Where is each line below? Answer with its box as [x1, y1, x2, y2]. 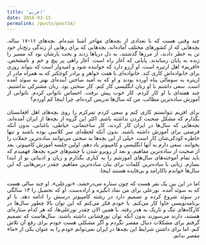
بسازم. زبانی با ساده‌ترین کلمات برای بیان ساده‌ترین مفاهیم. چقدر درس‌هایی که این [7, 160, 200, 168]
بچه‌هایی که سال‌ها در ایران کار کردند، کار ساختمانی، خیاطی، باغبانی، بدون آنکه [7, 122, 200, 129]
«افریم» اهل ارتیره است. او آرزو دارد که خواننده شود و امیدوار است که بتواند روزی [7, 63, 200, 70]
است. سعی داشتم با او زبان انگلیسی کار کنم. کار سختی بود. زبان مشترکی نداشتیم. [7, 82, 200, 90]
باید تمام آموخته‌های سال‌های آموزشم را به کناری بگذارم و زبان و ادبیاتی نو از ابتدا [7, 154, 200, 161]
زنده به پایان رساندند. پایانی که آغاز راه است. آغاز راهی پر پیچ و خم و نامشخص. [7, 56, 200, 64]
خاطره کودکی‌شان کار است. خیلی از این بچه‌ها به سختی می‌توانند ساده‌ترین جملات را [7, 134, 200, 142]
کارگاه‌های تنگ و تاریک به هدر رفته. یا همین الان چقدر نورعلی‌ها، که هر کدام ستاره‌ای [7, 206, 200, 213]
